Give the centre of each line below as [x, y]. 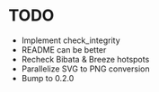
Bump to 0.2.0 [48, 78]
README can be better [64, 49]
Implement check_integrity [71, 40]
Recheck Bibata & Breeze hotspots [85, 59]
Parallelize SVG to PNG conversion [85, 69]
